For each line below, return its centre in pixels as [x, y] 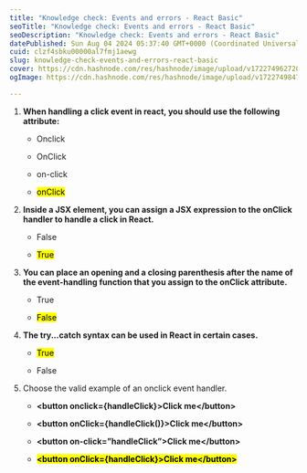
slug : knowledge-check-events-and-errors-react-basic [114, 60]
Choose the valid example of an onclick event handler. [125, 388]
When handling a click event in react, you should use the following [151, 111]
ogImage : [26, 78]
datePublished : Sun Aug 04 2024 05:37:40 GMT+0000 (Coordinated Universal [155, 43]
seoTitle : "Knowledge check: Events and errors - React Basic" [132, 26]
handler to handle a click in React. [88, 219]
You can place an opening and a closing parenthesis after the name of [158, 272]
